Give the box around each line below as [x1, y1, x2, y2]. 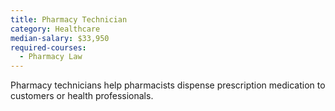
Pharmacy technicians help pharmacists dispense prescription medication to [10, 79, 326, 91]
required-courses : [10, 42, 87, 53]
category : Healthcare [10, 24, 101, 34]
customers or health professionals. [10, 90, 154, 102]
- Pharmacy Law [19, 52, 83, 62]
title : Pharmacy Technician [10, 14, 128, 25]
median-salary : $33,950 [10, 33, 110, 43]
